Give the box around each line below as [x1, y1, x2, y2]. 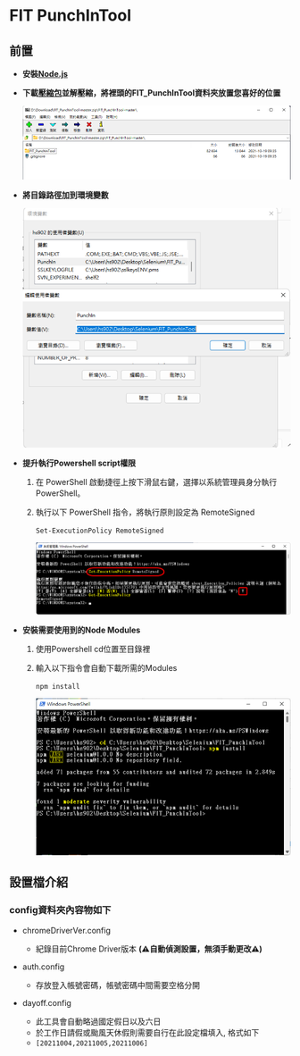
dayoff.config [21, 997, 71, 1008]
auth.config [21, 961, 65, 972]
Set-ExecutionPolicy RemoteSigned [35, 526, 164, 536]
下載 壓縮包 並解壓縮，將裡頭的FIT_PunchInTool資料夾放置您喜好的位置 [21, 88, 281, 98]
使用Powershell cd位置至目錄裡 [35, 644, 151, 655]
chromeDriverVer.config [21, 925, 112, 935]
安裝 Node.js [21, 69, 69, 79]
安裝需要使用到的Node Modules [21, 624, 141, 635]
